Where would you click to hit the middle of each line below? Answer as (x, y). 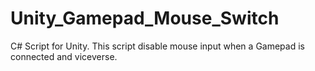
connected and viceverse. (64, 56)
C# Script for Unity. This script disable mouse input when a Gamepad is (157, 46)
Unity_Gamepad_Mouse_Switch (145, 18)
